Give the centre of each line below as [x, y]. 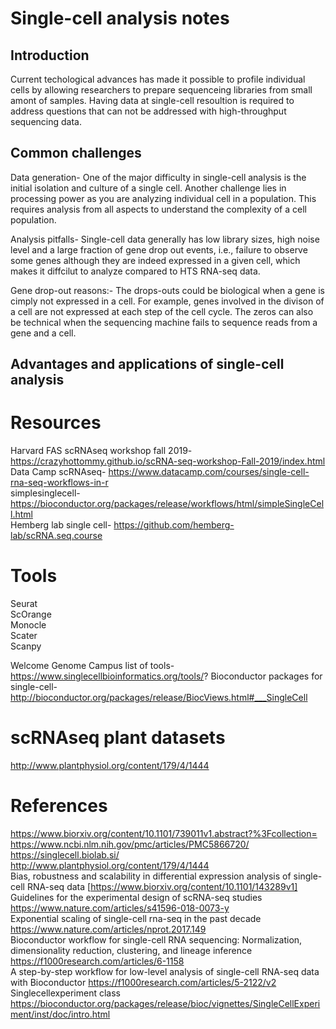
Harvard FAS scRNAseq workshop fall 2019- [101, 451]
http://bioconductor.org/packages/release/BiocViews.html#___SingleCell [159, 698]
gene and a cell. [43, 333]
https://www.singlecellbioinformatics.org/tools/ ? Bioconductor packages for [166, 676]
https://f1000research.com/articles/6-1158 [97, 961]
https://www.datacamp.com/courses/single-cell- [209, 472]
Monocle [28, 625]
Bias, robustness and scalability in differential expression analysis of [151, 876]
